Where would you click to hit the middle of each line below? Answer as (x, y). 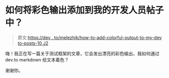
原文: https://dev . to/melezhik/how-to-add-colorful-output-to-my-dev (90, 37)
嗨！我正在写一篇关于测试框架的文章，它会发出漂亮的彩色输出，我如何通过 (82, 53)
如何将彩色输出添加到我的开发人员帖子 (85, 10)
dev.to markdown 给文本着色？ (37, 59)
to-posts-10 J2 (33, 43)
